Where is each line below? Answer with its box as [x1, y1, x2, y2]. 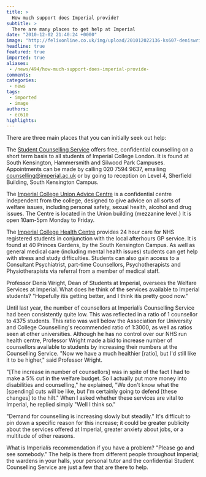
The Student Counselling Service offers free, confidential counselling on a [6, 146, 193, 153]
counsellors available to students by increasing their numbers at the [6, 343, 178, 351]
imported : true [6, 55, 45, 61]
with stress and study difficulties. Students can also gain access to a [6, 254, 180, 262]
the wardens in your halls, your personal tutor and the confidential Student [6, 457, 194, 465]
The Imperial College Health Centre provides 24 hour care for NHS [6, 228, 175, 236]
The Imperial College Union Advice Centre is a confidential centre [6, 191, 172, 198]
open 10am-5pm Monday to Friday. [6, 216, 95, 224]
